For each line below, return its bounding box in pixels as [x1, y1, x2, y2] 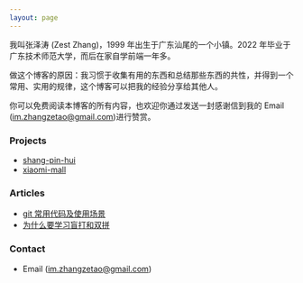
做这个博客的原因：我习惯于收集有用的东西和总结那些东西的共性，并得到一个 [9, 69, 294, 80]
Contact [9, 242, 46, 255]
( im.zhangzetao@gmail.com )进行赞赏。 [9, 111, 156, 122]
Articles [9, 187, 45, 199]
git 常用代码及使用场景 [22, 208, 106, 219]
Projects [9, 134, 47, 147]
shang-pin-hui [22, 154, 77, 165]
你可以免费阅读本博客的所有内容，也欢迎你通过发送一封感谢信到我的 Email [9, 100, 285, 111]
